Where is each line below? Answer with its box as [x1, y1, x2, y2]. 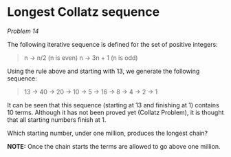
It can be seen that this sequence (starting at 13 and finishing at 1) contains [7, 101, 220, 109]
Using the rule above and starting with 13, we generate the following [7, 67, 200, 75]
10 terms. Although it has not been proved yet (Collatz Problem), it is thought [7, 108, 224, 116]
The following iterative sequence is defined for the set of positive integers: [7, 40, 218, 48]
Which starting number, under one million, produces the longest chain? [7, 129, 208, 137]
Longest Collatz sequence [7, 4, 160, 20]
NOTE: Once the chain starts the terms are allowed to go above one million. [7, 142, 221, 150]
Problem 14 [7, 27, 39, 35]
